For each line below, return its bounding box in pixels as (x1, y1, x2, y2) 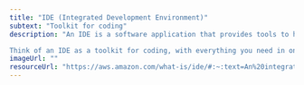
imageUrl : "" (9, 55, 59, 64)
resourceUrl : (9, 63, 59, 72)
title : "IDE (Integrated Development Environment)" (9, 13, 208, 22)
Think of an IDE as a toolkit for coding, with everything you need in (9, 46, 285, 55)
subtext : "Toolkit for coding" (9, 21, 128, 30)
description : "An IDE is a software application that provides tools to (9, 30, 290, 38)
